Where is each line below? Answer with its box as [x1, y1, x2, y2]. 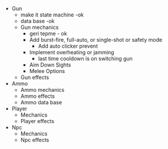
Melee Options [29, 68, 65, 74]
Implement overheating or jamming [29, 49, 114, 55]
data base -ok [20, 18, 55, 24]
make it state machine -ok [20, 11, 84, 18]
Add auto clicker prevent [38, 42, 98, 49]
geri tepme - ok [29, 30, 67, 37]
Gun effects [20, 74, 50, 81]
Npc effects [20, 137, 50, 143]
